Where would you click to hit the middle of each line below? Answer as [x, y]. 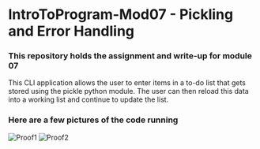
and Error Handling [72, 31]
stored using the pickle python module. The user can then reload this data [128, 91]
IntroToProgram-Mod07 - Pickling [121, 15]
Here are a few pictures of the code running [93, 120]
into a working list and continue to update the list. [89, 99]
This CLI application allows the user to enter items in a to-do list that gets [127, 83]
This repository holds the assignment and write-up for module [130, 56]
